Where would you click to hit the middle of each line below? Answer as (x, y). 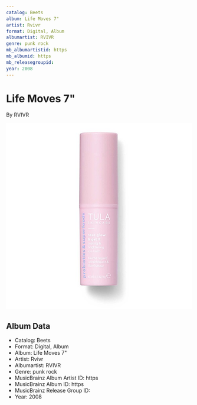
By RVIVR (18, 115)
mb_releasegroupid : (30, 62)
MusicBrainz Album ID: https (49, 384)
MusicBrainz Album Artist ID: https (56, 378)
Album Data (28, 326)
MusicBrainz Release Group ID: (52, 391)
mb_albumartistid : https (37, 50)
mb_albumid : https (29, 56)
